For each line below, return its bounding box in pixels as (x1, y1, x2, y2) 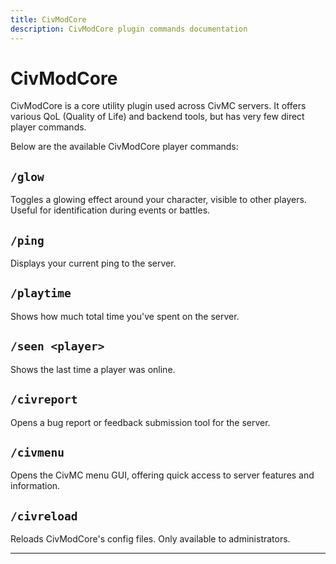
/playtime (10, 286, 72, 301)
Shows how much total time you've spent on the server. (10, 310, 240, 322)
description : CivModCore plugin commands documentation (10, 24, 248, 34)
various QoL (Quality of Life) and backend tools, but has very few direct (10, 111, 305, 123)
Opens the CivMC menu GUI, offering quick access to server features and (10, 469, 315, 481)
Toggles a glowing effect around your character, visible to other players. (10, 194, 307, 206)
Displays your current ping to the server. (10, 257, 177, 270)
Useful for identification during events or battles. (10, 204, 211, 216)
